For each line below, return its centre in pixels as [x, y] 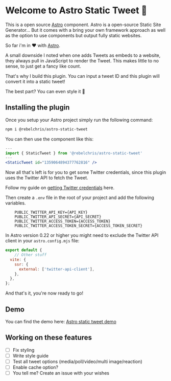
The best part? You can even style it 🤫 [45, 91]
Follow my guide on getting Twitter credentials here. [60, 188]
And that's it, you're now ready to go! [44, 293]
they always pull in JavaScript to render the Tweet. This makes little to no [82, 60]
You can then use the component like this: [49, 139]
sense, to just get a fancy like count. [43, 66]
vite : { [18, 260]
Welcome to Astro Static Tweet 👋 [76, 10]
